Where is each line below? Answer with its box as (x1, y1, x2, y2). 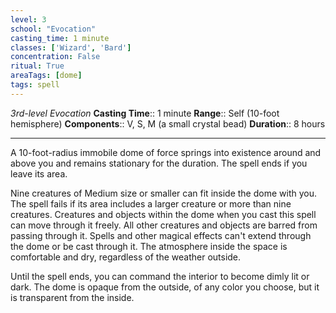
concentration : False (10, 52, 101, 62)
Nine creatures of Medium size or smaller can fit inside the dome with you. (10, 187, 317, 199)
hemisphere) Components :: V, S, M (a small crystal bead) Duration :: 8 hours (10, 117, 326, 130)
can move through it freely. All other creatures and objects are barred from (10, 219, 318, 231)
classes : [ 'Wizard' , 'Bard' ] (10, 42, 132, 53)
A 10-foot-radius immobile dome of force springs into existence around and (10, 146, 322, 158)
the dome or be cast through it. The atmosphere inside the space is (10, 240, 288, 252)
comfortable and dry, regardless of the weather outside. (10, 251, 242, 263)
